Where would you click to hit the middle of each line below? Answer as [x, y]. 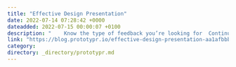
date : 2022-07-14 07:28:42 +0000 [56, 20]
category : [22, 46]
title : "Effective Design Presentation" [67, 14]
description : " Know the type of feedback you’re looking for [105, 33]
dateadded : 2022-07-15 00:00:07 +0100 [64, 27]
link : [15, 40]
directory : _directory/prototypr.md [61, 53]
